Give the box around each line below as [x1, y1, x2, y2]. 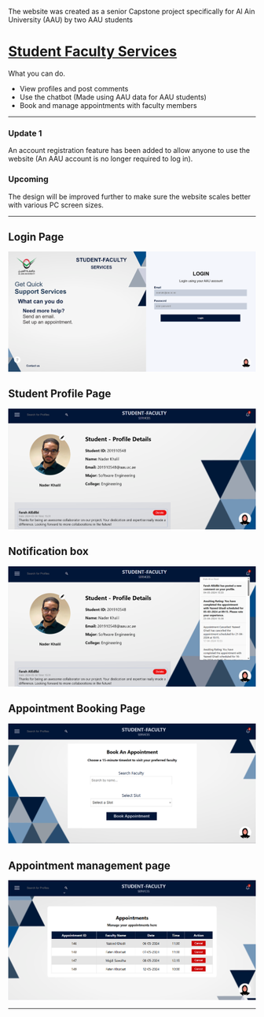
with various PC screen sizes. [8, 200, 104, 210]
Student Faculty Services [8, 43, 178, 61]
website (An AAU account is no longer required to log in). [8, 154, 193, 164]
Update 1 [8, 128, 42, 139]
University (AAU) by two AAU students [8, 15, 134, 24]
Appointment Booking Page [8, 702, 146, 716]
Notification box [8, 545, 89, 558]
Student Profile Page [8, 387, 112, 400]
